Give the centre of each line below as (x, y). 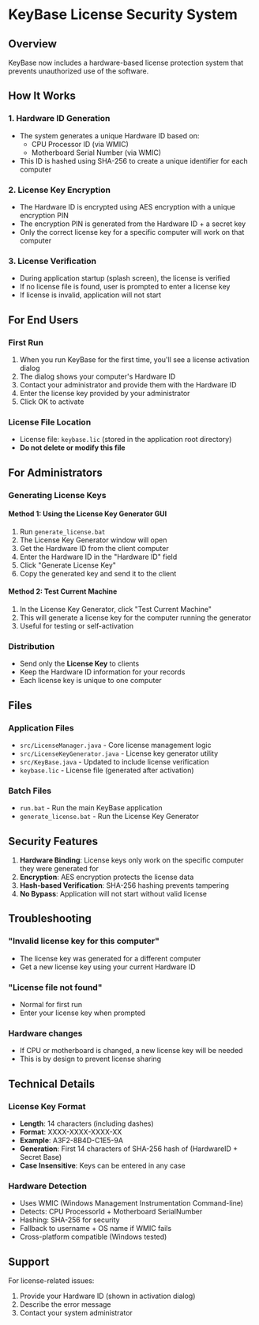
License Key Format (47, 1106)
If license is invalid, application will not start (90, 295)
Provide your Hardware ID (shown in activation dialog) (107, 1296)
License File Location (50, 422)
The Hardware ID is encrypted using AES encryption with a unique (127, 206)
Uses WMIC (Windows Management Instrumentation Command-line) (131, 1203)
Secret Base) (41, 1157)
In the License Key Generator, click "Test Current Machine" (115, 609)
